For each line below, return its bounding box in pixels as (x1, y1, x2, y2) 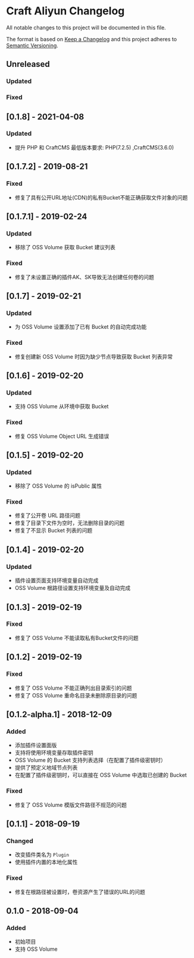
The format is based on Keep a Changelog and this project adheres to (6, 35, 177, 42)
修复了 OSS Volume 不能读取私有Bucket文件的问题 (14, 634, 139, 641)
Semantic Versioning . (6, 42, 58, 49)
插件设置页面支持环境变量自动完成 (14, 577, 99, 584)
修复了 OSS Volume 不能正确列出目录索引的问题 (14, 684, 132, 691)
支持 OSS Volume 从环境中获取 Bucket (14, 403, 109, 410)
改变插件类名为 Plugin (14, 851, 70, 858)
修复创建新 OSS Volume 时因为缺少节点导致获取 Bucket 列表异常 (14, 353, 173, 360)
